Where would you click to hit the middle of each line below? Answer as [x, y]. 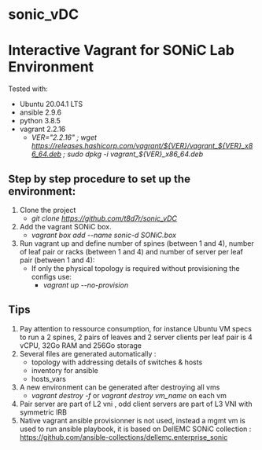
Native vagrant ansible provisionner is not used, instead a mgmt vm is [132, 420]
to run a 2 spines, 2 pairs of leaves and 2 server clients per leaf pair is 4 [136, 337]
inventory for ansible [65, 370]
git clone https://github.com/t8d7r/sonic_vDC [104, 218]
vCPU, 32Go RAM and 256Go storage [81, 345]
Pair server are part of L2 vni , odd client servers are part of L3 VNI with [136, 404]
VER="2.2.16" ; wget [64, 137]
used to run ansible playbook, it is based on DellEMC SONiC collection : [135, 429]
